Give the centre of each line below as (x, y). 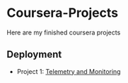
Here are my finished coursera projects (64, 32)
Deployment (34, 55)
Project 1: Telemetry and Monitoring (69, 71)
